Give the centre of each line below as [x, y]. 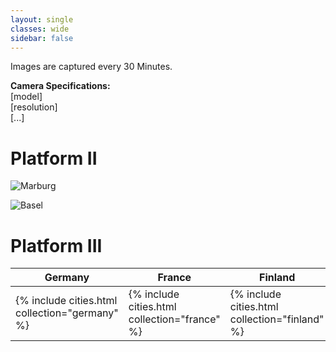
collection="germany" [67, 313]
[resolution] [34, 107]
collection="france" [174, 319]
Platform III [56, 245]
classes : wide [40, 29]
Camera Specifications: [60, 86]
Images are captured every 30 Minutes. [91, 67]
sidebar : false [42, 38]
